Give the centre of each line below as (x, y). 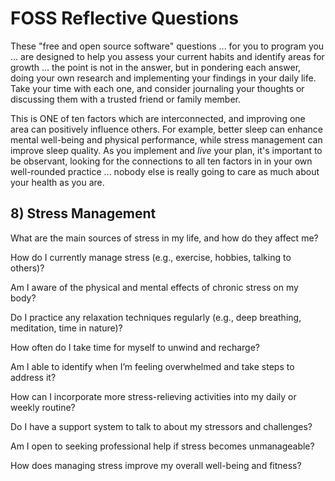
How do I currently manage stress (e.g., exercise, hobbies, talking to (151, 257)
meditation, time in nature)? (66, 328)
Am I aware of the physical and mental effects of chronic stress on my (154, 287)
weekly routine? (43, 407)
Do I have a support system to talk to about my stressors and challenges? (161, 426)
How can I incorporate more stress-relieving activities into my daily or (153, 396)
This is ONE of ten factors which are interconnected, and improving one (158, 118)
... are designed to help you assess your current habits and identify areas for (167, 56)
